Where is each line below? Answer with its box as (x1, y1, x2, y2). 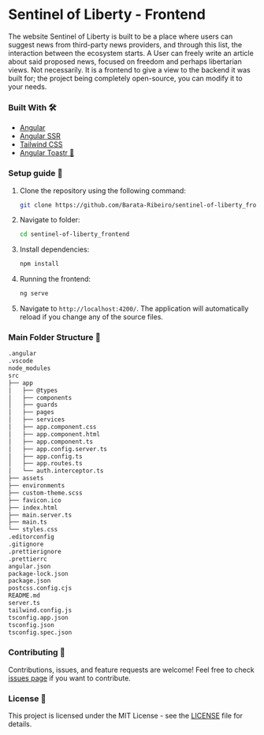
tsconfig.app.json (8, 614, 69, 621)
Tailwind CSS (19, 140, 63, 149)
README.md (8, 591, 41, 600)
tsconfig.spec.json (8, 629, 73, 636)
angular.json (8, 562, 51, 570)
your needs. (8, 81, 47, 91)
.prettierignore (8, 547, 61, 555)
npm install (19, 260, 59, 268)
